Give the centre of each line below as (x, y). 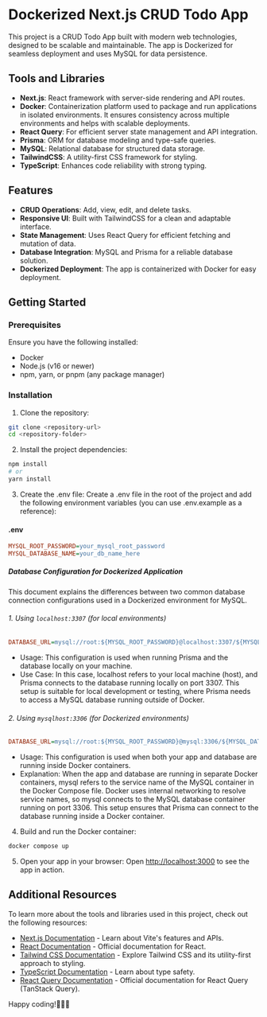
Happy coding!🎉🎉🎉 (39, 1003)
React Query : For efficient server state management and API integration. (139, 131)
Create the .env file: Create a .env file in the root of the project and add (135, 494)
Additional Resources (62, 895)
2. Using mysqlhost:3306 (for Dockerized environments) (99, 718)
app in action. (42, 870)
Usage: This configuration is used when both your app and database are (138, 757)
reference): (38, 511)
